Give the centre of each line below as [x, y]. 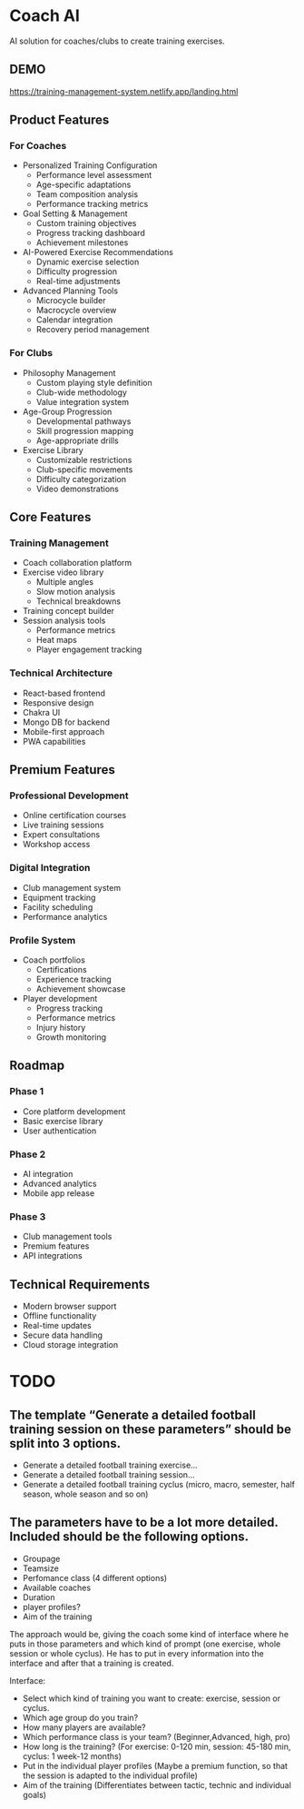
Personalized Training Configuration [90, 165]
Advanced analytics [59, 1183]
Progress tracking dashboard [90, 233]
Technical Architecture [61, 673]
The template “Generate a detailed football [132, 1414]
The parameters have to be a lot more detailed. [144, 1522]
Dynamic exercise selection [88, 262]
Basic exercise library [63, 1121]
